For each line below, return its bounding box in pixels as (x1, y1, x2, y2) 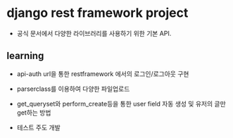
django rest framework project (6, 5, 189, 21)
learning (6, 50, 44, 62)
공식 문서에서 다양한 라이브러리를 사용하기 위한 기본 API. (16, 29, 172, 37)
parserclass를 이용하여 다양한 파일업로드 (16, 84, 130, 93)
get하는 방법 (16, 108, 51, 117)
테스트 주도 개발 (16, 123, 61, 132)
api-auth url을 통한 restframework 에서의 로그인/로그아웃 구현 (16, 69, 189, 78)
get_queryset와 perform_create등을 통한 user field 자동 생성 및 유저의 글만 (16, 99, 226, 108)
